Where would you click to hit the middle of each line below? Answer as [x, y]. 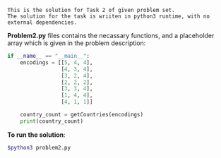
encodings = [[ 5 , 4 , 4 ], [56, 62]
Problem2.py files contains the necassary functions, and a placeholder [111, 36]
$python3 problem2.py [39, 147]
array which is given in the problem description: [77, 43]
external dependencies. [42, 23]
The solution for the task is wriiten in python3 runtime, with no [109, 16]
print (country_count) [52, 121]
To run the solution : [36, 135]
